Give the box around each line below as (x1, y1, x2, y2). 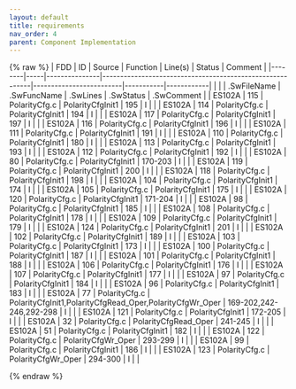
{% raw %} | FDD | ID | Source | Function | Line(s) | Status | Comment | (9, 62, 267, 73)
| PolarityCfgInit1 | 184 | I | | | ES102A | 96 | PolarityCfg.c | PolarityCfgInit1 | (9, 278, 280, 289)
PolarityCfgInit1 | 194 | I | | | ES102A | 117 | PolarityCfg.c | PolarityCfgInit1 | (9, 109, 276, 120)
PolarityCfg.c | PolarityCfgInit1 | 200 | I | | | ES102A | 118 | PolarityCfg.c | (9, 166, 270, 176)
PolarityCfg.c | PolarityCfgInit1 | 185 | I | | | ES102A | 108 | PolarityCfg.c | (9, 203, 270, 214)
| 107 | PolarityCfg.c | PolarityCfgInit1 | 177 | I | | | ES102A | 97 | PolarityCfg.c (9, 269, 285, 280)
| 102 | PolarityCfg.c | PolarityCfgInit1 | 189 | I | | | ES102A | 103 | (9, 231, 240, 242)
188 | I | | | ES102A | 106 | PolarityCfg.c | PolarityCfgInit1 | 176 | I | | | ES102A (9, 260, 284, 270)
